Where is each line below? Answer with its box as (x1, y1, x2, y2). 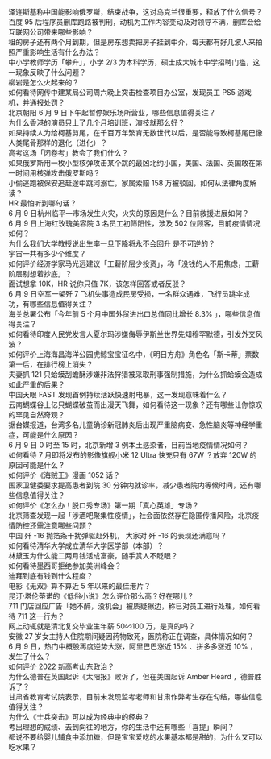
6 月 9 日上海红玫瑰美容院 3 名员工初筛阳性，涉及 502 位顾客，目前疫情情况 (8, 218, 261, 228)
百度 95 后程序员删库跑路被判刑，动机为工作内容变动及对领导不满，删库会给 (8, 17, 261, 27)
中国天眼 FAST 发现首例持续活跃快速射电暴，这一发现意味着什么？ (8, 390, 228, 399)
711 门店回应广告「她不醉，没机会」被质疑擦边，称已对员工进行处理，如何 (8, 601, 254, 611)
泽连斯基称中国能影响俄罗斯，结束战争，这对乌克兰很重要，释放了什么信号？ (8, 7, 263, 16)
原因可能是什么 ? (8, 460, 65, 470)
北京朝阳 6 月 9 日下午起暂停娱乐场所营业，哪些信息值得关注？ (8, 108, 216, 117)
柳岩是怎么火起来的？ (8, 77, 79, 87)
